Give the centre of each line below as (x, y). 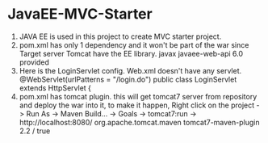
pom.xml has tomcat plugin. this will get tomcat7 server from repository (138, 96)
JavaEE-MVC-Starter (80, 14)
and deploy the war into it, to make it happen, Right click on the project (137, 105)
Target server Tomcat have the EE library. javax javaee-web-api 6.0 (131, 53)
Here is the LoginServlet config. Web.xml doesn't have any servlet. (130, 70)
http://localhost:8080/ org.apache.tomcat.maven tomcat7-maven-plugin (139, 122)
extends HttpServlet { (55, 88)
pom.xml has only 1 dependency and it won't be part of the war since (134, 44)
